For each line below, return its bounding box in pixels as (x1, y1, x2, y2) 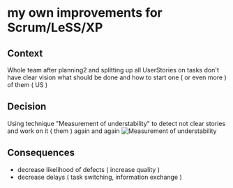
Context (7, 47, 43, 59)
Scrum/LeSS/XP (7, 19, 103, 36)
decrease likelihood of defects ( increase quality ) (17, 165, 160, 173)
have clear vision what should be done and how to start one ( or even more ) (7, 73, 227, 81)
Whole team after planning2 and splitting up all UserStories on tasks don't (7, 66, 220, 74)
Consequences (7, 147, 75, 159)
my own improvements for (7, 5, 163, 21)
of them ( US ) (7, 81, 48, 88)
